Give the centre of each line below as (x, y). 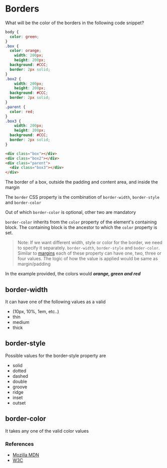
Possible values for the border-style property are (56, 356)
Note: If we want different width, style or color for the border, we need (90, 243)
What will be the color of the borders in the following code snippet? (75, 23)
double (20, 381)
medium (21, 322)
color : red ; (22, 111)
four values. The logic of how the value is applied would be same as (88, 259)
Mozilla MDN (26, 455)
